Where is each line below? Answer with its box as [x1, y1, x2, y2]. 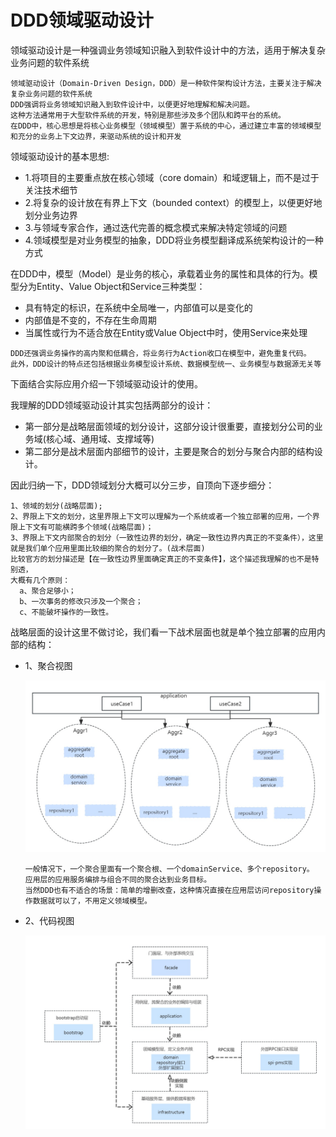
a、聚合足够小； [19, 586, 77, 596]
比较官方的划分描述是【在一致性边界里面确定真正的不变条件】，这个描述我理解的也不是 [10, 554, 312, 564]
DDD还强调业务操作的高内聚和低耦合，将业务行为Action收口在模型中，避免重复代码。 [10, 348, 312, 358]
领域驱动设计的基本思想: [10, 150, 110, 162]
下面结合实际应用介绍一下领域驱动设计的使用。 [10, 377, 203, 390]
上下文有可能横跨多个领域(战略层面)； [17, 522, 154, 532]
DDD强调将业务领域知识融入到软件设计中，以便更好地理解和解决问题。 [10, 99, 255, 110]
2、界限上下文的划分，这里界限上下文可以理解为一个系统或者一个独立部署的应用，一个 [10, 511, 313, 521]
